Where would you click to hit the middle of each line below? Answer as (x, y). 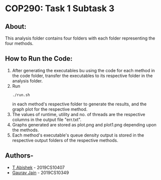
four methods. (19, 43)
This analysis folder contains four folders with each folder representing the (80, 38)
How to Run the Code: (39, 59)
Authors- (19, 156)
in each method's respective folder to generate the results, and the (79, 104)
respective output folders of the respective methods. (65, 140)
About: (16, 27)
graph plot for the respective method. (50, 109)
